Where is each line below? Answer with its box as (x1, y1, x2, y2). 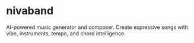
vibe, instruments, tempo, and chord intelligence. (6, 29, 126, 37)
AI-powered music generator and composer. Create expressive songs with (6, 24, 189, 31)
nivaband (6, 4, 54, 18)
